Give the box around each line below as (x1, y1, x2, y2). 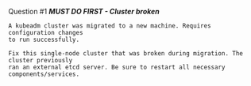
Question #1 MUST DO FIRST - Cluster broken (8, 7, 160, 16)
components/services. (8, 70, 80, 78)
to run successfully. (8, 36, 80, 43)
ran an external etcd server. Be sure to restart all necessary (8, 63, 226, 71)
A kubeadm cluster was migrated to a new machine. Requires (8, 22, 212, 30)
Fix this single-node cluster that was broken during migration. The (8, 50, 244, 58)
